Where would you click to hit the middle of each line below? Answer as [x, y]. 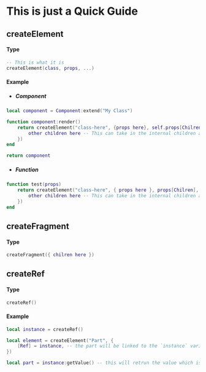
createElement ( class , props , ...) [51, 68]
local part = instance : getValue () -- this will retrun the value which [100, 363]
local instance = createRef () [45, 329]
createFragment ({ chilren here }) [51, 255]
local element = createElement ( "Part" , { [60, 340]
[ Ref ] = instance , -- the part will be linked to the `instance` [103, 346]
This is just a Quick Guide [72, 11]
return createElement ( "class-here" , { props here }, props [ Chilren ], [108, 190]
